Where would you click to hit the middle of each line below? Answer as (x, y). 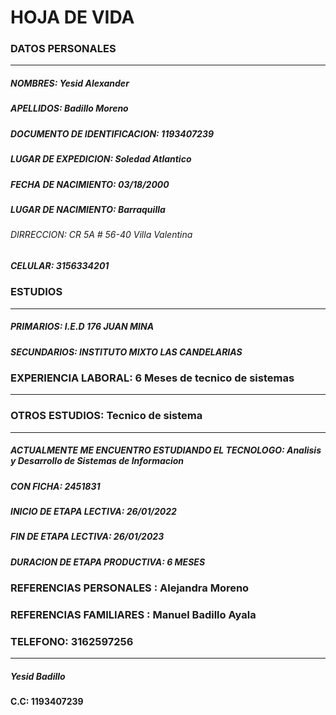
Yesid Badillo (38, 676)
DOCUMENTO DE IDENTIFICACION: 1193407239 (112, 133)
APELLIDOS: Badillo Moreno (69, 108)
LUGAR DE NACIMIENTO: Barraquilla (88, 209)
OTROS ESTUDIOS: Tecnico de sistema (106, 416)
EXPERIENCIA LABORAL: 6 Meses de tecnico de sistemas (152, 378)
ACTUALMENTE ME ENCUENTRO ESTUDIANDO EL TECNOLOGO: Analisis (166, 450)
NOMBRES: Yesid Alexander (70, 83)
